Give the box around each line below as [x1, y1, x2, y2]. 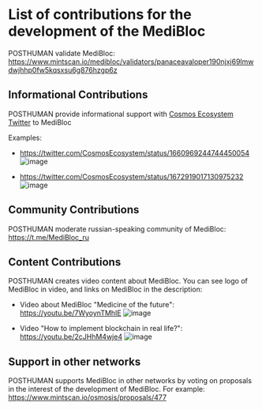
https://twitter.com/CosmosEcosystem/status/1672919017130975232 [19, 171, 244, 181]
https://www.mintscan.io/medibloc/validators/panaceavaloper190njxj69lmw [8, 57, 254, 66]
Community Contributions [8, 203, 140, 216]
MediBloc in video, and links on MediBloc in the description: [8, 284, 203, 294]
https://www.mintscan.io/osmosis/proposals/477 [8, 393, 167, 402]
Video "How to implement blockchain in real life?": [19, 324, 183, 333]
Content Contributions [8, 255, 122, 269]
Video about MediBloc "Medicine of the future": [19, 300, 175, 310]
